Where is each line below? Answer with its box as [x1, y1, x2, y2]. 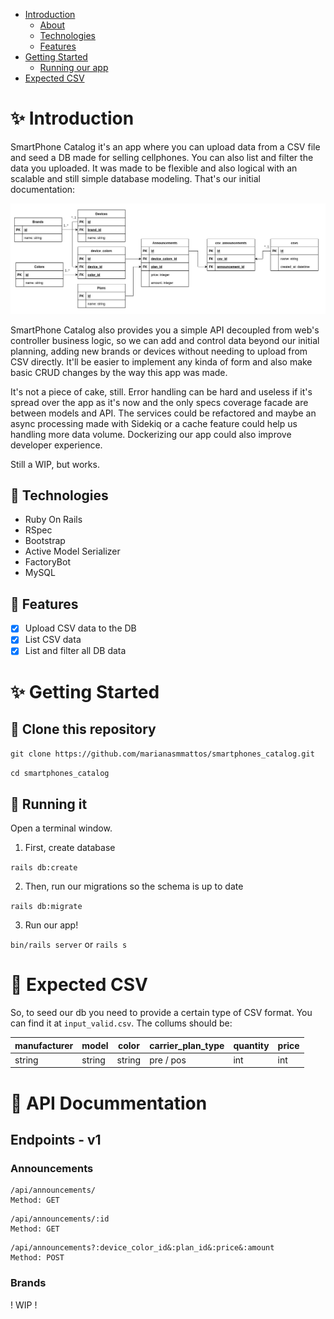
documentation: [10, 183, 76, 195]
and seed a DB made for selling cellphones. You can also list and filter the [10, 151, 314, 163]
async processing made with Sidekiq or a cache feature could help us [10, 417, 298, 429]
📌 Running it [10, 795, 88, 813]
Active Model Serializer [24, 545, 121, 558]
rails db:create [10, 863, 78, 873]
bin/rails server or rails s [10, 939, 128, 951]
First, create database [24, 842, 116, 854]
